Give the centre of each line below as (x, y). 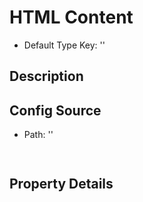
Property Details (61, 184)
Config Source (55, 110)
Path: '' (38, 135)
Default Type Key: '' (64, 45)
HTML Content (71, 17)
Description (46, 76)
